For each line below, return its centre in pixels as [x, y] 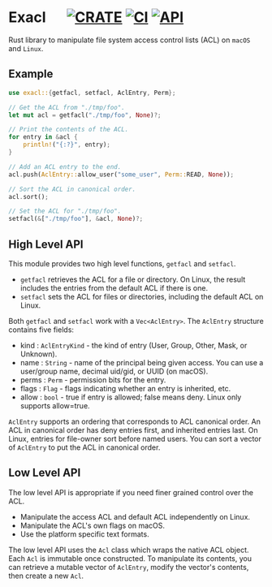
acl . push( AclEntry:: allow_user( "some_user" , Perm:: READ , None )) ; [121, 175]
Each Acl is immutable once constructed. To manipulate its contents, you [130, 558]
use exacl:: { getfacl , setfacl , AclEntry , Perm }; [92, 93]
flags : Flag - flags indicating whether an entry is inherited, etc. [125, 388]
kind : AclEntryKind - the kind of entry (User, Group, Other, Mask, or [134, 345]
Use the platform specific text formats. [84, 534]
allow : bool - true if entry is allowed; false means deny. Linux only [131, 397]
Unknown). [39, 354]
